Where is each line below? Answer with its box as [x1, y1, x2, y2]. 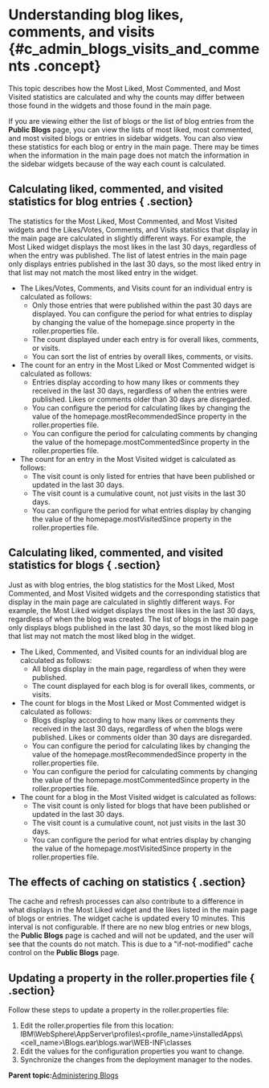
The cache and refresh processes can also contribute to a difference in [8, 896, 244, 906]
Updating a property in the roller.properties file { [8, 971, 255, 985]
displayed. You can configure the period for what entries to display [31, 308, 253, 319]
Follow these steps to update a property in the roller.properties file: [8, 1005, 230, 1015]
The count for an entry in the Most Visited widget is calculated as [19, 454, 236, 464]
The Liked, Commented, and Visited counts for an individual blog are [19, 646, 247, 657]
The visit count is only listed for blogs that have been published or [31, 801, 251, 810]
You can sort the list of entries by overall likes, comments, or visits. [31, 352, 254, 361]
